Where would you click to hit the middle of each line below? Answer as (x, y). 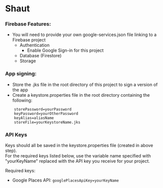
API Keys (16, 135)
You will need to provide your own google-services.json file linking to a (84, 35)
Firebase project (29, 40)
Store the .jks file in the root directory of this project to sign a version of (85, 84)
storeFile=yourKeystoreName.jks (47, 122)
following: (22, 100)
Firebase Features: (28, 24)
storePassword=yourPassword (43, 109)
